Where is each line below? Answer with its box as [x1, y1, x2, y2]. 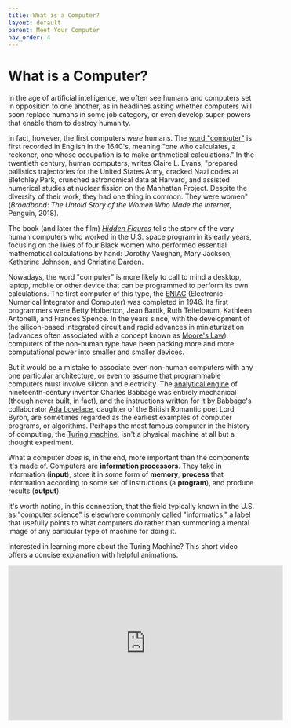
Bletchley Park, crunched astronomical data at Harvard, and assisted [8, 175, 230, 185]
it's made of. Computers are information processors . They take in [8, 461, 222, 471]
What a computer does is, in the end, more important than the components [8, 453, 249, 463]
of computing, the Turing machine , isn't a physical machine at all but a [8, 430, 235, 439]
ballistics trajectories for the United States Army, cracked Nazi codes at [8, 166, 239, 177]
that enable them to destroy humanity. [8, 119, 131, 128]
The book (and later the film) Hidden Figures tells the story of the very [8, 224, 235, 233]
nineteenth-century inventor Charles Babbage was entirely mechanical [8, 388, 237, 397]
